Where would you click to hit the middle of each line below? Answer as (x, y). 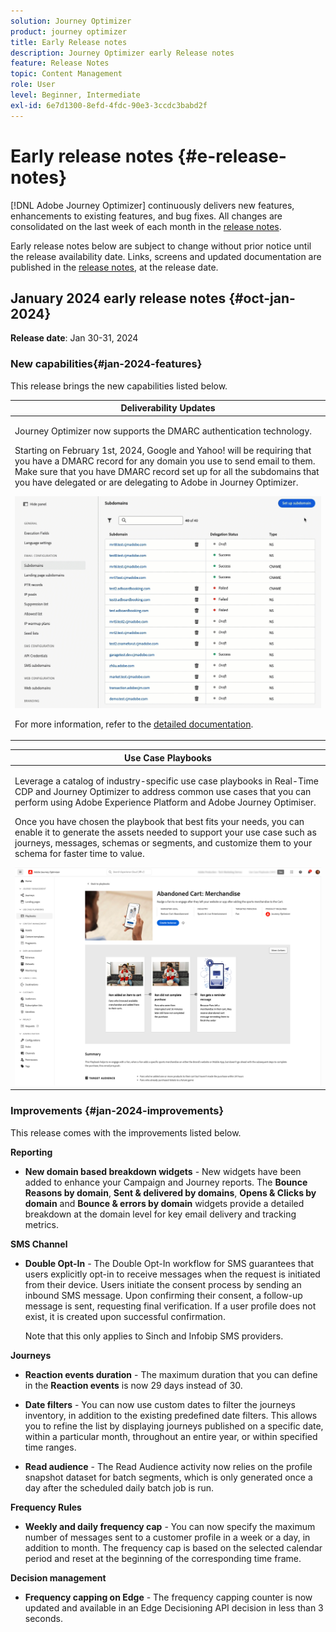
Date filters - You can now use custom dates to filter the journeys (160, 1404)
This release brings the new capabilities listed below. (119, 386)
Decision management (58, 1577)
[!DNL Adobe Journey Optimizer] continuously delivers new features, (152, 205)
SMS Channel (39, 1244)
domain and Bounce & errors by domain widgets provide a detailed (164, 1203)
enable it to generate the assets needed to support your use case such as (165, 832)
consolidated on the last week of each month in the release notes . (146, 226)
